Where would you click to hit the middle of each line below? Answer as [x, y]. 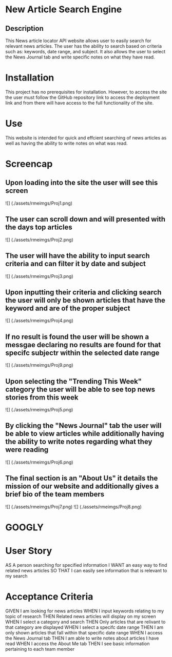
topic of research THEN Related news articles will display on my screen [81, 616]
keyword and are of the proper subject [68, 308]
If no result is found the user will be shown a [77, 337]
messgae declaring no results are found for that [83, 345]
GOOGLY [25, 527]
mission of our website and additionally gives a [82, 486]
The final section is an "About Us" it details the [82, 478]
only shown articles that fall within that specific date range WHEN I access [84, 632]
